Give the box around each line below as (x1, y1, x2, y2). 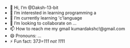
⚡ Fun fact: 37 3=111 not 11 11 (9, 38, 65, 44)
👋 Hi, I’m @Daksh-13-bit (9, 5, 59, 10)
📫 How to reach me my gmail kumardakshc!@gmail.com (9, 26, 126, 31)
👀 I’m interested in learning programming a (9, 10, 97, 16)
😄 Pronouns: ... (9, 33, 42, 39)
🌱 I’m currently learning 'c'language (9, 15, 82, 21)
